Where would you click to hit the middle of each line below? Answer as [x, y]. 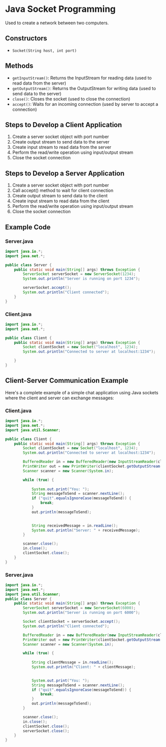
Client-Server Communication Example [67, 381]
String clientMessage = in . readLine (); [72, 662]
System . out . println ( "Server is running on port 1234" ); [82, 279]
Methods [19, 66]
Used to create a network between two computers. [57, 23]
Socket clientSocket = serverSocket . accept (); [72, 622]
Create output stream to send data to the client [60, 196]
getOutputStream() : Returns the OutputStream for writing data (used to [84, 88]
